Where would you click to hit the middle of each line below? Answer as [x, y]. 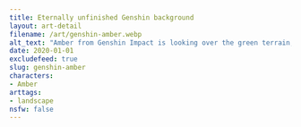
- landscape [31, 101]
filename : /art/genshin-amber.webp [76, 34]
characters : [31, 76]
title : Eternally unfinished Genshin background [102, 17]
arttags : [26, 92]
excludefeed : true [43, 59]
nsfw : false [31, 109]
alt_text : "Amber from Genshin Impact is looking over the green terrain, [152, 42]
